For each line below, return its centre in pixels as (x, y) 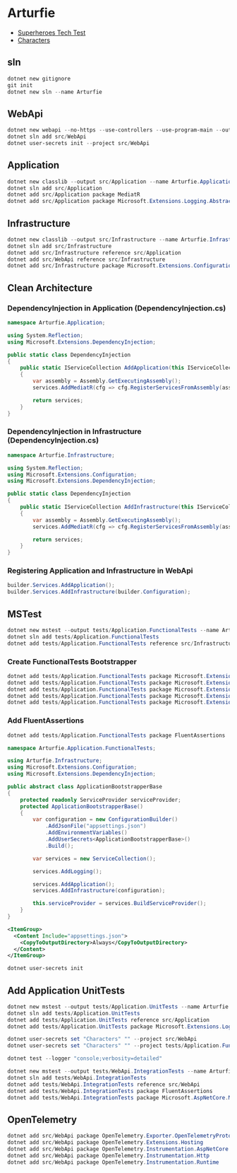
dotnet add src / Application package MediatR (74, 195)
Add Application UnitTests (66, 990)
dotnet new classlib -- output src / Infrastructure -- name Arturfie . (109, 239)
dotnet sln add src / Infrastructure (60, 246)
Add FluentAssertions (46, 720)
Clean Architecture (50, 288)
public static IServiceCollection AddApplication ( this (102, 368)
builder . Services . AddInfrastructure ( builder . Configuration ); (99, 592)
